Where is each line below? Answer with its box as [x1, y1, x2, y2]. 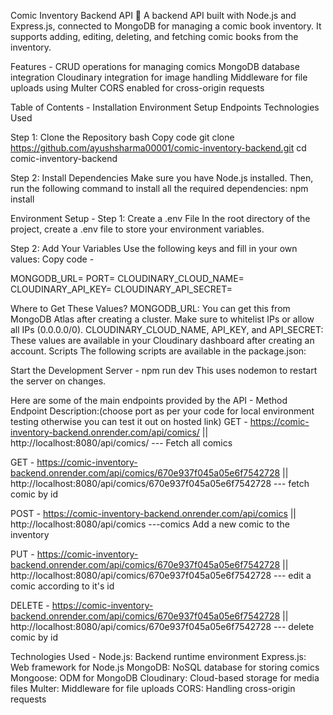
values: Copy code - [10, 253, 95, 265]
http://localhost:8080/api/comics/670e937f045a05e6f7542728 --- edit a [10, 570, 312, 581]
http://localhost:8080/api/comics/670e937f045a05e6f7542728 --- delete [10, 621, 315, 632]
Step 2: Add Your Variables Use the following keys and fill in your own [10, 243, 298, 254]
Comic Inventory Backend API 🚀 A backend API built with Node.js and [10, 10, 297, 21]
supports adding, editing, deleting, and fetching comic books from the [10, 31, 299, 42]
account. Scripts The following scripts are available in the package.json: [10, 345, 307, 357]
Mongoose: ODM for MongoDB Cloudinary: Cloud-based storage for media [10, 672, 320, 684]
